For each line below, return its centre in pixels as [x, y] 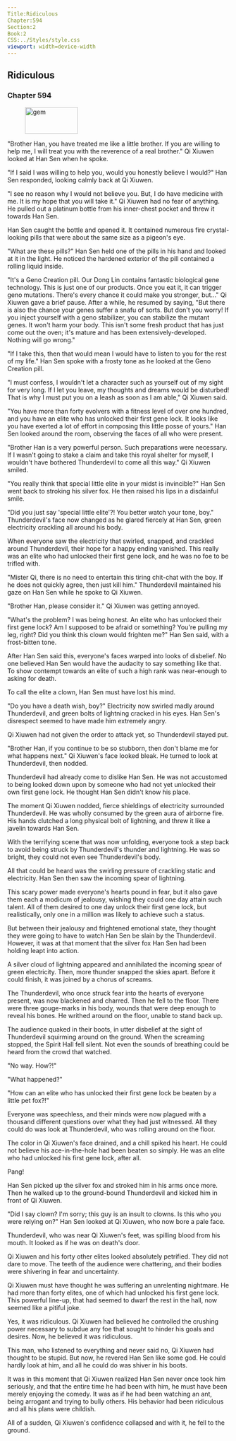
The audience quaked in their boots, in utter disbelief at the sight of [105, 1029]
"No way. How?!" [32, 1066]
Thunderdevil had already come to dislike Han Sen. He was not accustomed [117, 777]
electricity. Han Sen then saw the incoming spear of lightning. [97, 878]
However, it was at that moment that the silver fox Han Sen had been [107, 943]
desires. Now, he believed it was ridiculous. [70, 1336]
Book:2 [17, 34]
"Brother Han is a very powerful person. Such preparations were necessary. [117, 447]
